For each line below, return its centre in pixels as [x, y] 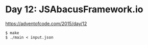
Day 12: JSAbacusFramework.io [74, 9]
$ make [12, 33]
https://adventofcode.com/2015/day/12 [46, 24]
